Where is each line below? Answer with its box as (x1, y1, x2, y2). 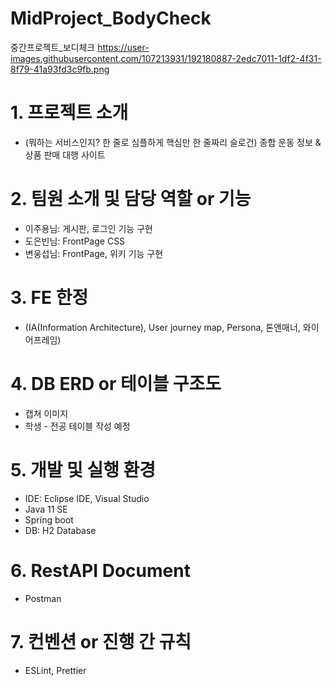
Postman (24, 592, 62, 604)
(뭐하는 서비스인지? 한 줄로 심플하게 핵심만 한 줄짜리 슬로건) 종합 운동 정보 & (24, 136, 322, 148)
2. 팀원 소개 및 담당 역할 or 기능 (10, 188, 252, 211)
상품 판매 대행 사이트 (24, 148, 106, 161)
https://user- (97, 41, 150, 53)
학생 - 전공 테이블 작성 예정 (24, 420, 131, 432)
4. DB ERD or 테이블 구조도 (10, 372, 222, 395)
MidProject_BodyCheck (10, 7, 212, 30)
